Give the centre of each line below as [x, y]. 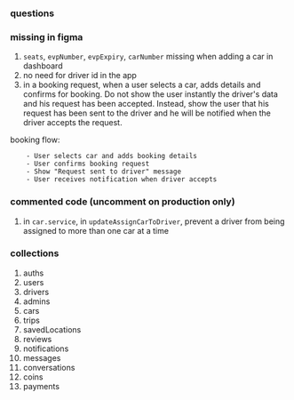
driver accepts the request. [72, 123]
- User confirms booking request [88, 164]
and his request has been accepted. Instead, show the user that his [146, 104]
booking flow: [35, 140]
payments [41, 386]
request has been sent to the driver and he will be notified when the [147, 113]
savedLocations [52, 329]
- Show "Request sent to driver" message [103, 172]
